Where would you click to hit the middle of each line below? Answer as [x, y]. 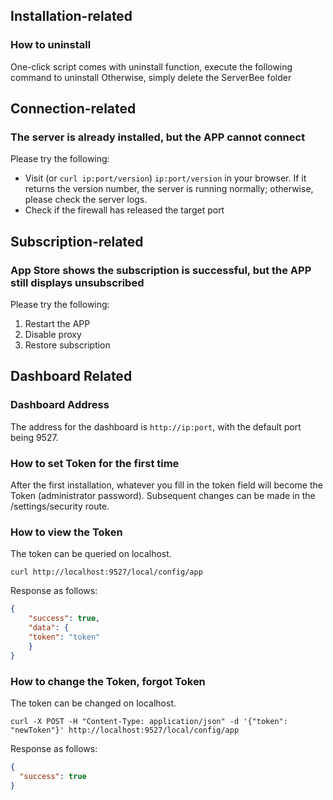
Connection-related [73, 109]
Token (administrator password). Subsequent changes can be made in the [163, 496]
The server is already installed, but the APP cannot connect [158, 137]
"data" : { [49, 628]
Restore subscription [67, 345]
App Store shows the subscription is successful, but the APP [161, 270]
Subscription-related [77, 241]
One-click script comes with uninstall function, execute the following [151, 66]
